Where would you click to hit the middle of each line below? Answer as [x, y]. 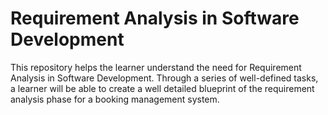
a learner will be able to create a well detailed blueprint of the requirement [162, 88]
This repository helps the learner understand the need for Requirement [156, 67]
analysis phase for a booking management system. [115, 99]
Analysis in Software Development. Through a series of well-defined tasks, [164, 78]
